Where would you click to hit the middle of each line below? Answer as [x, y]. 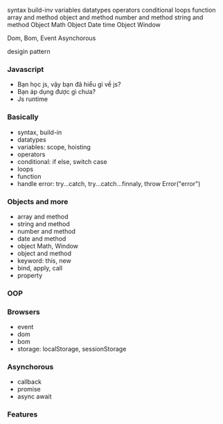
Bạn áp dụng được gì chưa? [56, 92]
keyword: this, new [44, 260]
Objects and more [38, 201]
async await [34, 396]
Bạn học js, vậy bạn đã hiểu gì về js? [69, 84]
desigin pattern [29, 52]
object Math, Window [47, 246]
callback [29, 382]
